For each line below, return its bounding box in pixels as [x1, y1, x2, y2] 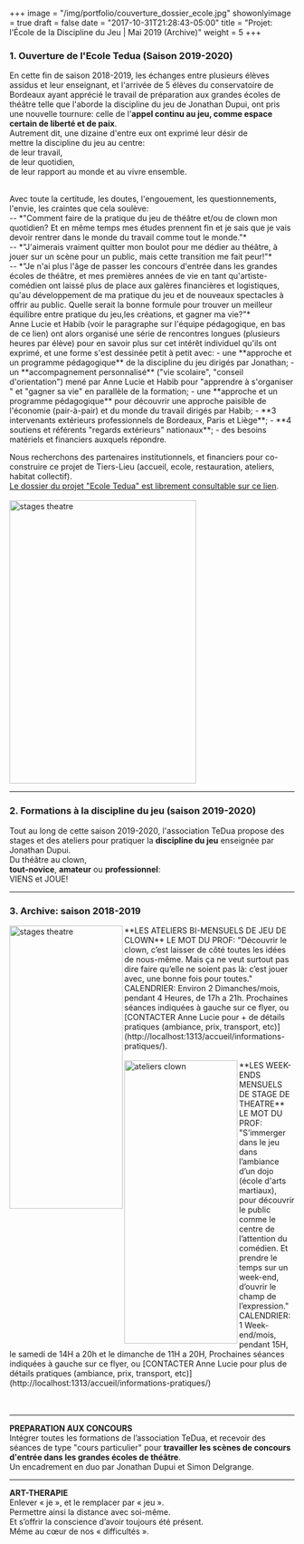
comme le [239, 1213, 276, 1224]
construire [9, 461, 48, 472]
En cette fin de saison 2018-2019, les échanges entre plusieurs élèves [9, 70, 270, 81]
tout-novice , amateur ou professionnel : [9, 864, 161, 874]
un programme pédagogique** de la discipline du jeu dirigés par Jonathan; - [9, 357, 295, 368]
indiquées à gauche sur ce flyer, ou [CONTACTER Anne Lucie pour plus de [9, 1358, 288, 1369]
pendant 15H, [239, 1338, 289, 1349]
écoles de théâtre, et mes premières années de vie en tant [9, 271, 227, 282]
